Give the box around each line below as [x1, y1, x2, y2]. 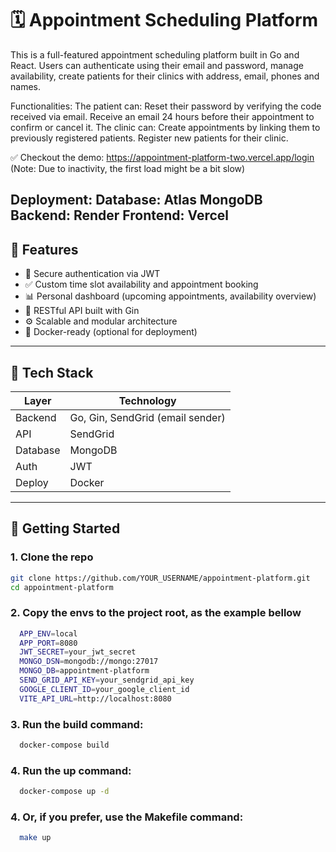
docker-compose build [19, 740, 110, 750]
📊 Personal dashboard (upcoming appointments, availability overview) [24, 290, 317, 302]
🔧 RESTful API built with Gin [24, 305, 140, 317]
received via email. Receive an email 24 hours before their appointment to [10, 110, 315, 122]
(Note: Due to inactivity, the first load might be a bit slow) [10, 162, 246, 174]
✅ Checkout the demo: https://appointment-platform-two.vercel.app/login [10, 151, 315, 163]
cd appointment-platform [10, 582, 114, 592]
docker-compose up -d [19, 787, 110, 797]
